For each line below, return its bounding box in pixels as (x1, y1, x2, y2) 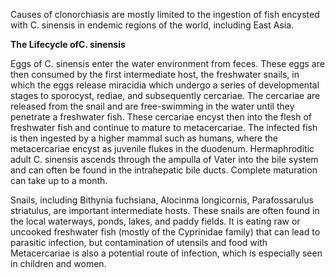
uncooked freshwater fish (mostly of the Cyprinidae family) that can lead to (10, 226, 321, 238)
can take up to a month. (10, 175, 108, 186)
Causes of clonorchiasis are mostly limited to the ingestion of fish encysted (10, 9, 320, 20)
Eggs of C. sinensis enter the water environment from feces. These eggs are (10, 58, 325, 69)
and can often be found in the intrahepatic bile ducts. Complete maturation (10, 164, 318, 176)
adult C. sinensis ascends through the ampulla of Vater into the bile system (10, 154, 319, 165)
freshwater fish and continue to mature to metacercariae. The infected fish (10, 122, 318, 133)
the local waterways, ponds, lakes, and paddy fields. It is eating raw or (10, 215, 301, 227)
